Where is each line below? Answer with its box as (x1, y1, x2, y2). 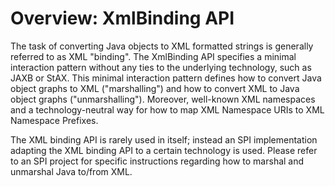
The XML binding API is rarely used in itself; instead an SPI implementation (10, 133, 318, 146)
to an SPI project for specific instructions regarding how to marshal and (10, 155, 305, 167)
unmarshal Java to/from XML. (10, 165, 133, 177)
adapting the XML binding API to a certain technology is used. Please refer (10, 144, 318, 156)
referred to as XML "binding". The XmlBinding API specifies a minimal (10, 50, 297, 62)
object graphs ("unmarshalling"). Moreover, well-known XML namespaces (10, 93, 316, 105)
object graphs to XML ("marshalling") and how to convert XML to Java (10, 82, 300, 94)
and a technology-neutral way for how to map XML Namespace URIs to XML (10, 103, 325, 116)
